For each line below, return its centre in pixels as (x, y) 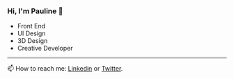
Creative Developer (45, 49)
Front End (31, 26)
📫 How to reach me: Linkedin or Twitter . (65, 69)
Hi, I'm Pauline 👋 (35, 11)
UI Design (31, 33)
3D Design (32, 41)
